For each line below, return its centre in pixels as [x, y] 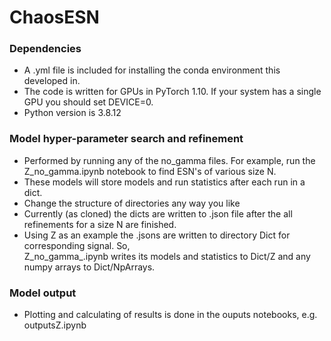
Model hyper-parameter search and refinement [126, 139]
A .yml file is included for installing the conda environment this [152, 70]
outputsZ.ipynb [55, 325]
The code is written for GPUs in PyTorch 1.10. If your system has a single [172, 92]
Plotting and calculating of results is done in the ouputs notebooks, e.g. [170, 315]
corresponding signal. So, [77, 245]
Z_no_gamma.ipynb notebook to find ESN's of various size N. [150, 171]
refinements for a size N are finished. [100, 224]
